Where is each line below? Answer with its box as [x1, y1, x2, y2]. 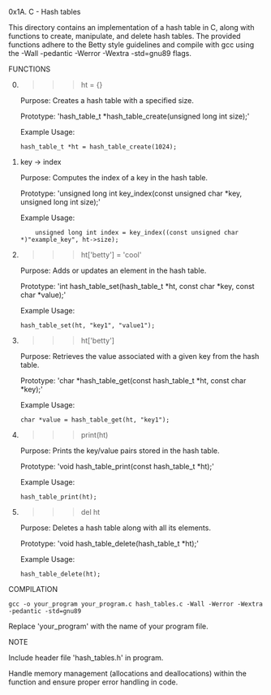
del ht [80, 507, 101, 516]
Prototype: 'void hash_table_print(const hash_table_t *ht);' [19, 462, 215, 471]
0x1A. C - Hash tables [8, 7, 81, 16]
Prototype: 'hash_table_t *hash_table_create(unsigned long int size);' [19, 111, 250, 121]
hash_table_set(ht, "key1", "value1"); [19, 322, 156, 330]
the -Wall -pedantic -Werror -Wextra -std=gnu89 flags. [8, 49, 192, 58]
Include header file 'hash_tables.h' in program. [8, 653, 164, 663]
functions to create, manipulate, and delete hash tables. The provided [8, 32, 241, 41]
